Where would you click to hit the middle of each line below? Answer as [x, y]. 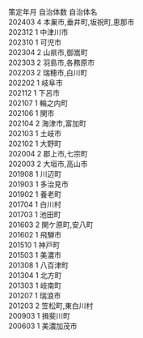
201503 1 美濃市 [35, 255]
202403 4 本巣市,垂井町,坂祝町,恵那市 [71, 22]
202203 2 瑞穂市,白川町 [48, 73]
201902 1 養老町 [35, 194]
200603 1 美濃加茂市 [43, 326]
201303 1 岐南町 [35, 285]
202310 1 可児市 [35, 42]
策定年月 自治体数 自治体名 [53, 12]
